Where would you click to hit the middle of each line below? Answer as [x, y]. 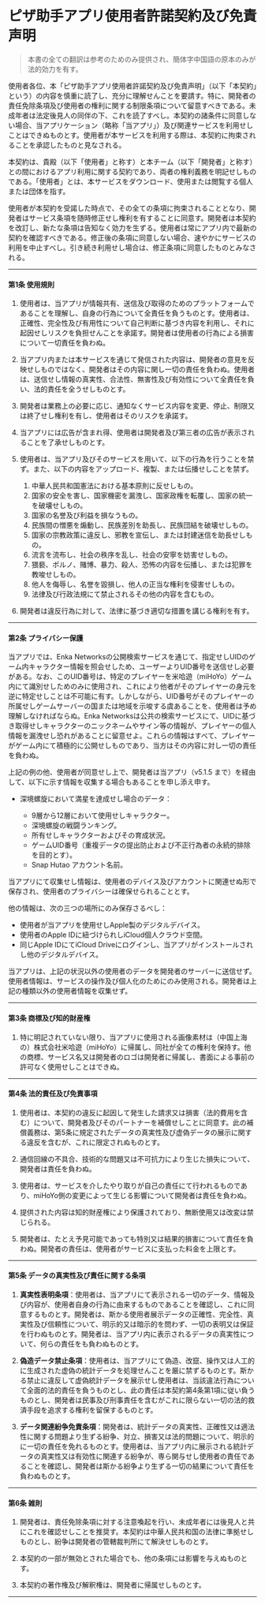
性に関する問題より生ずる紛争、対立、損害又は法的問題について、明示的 [137, 1436]
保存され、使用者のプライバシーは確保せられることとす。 [101, 891]
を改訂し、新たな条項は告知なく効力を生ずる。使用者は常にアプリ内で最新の [132, 228]
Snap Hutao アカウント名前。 [79, 865]
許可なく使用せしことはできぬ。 [71, 1066]
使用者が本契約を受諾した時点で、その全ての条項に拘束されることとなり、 [129, 208]
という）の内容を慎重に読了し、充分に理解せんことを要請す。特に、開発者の [132, 95]
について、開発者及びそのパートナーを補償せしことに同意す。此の [140, 1122]
